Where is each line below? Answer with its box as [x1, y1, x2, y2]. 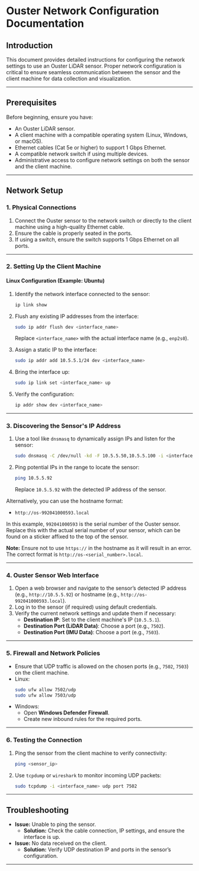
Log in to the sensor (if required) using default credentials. [14, 603, 158, 611]
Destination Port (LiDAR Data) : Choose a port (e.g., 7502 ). [23, 622, 165, 630]
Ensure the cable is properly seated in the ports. [14, 230, 133, 237]
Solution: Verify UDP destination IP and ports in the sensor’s [23, 846, 171, 853]
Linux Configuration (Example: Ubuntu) [6, 277, 105, 284]
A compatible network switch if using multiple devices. [14, 150, 149, 157]
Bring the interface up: [14, 368, 70, 376]
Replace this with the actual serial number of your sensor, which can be [6, 527, 181, 534]
